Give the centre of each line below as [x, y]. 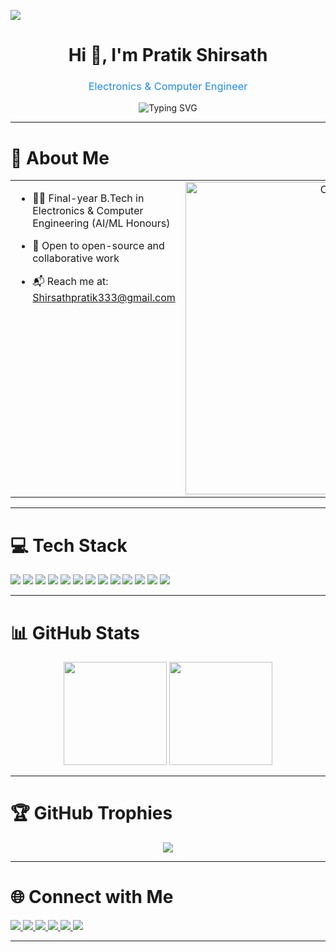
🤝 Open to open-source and [98, 246]
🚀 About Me [60, 157]
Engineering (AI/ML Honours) [101, 223]
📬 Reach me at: [70, 282]
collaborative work [76, 258]
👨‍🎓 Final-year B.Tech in [88, 198]
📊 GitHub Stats [75, 632]
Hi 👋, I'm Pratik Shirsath [168, 55]
